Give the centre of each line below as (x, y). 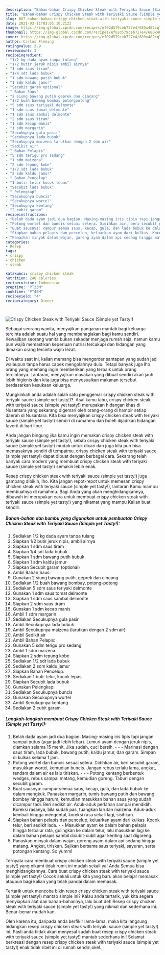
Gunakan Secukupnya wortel (42, 697)
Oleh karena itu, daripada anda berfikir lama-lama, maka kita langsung (76, 921)
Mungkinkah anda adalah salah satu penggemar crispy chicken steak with (80, 394)
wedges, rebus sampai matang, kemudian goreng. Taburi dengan (78, 778)
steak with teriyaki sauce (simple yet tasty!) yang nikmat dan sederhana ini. (82, 906)
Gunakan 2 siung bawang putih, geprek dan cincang (65, 577)
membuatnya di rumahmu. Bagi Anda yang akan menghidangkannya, (75, 491)
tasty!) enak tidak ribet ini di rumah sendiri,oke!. (54, 947)
